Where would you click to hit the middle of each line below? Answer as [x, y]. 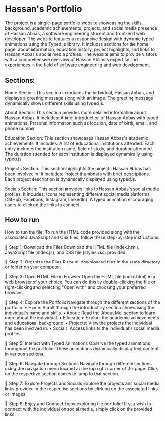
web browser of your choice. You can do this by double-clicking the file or [80, 282]
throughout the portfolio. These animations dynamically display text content [82, 348]
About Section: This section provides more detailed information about [76, 112]
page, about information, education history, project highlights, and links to [80, 49]
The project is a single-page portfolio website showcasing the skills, [74, 23]
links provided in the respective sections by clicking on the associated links [82, 389]
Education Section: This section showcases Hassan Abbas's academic [77, 138]
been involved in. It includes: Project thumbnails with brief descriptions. [78, 174]
